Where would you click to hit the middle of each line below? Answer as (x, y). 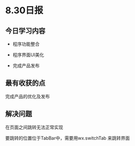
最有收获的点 (25, 83)
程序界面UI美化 (28, 55)
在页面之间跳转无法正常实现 (34, 127)
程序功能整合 (26, 44)
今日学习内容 (25, 31)
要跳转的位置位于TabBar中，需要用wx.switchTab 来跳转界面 (68, 138)
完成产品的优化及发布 (27, 96)
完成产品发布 (26, 66)
